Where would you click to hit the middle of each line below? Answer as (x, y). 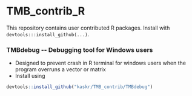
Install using (30, 76)
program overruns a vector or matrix (60, 69)
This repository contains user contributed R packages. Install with (88, 28)
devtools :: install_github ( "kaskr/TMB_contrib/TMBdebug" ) (80, 87)
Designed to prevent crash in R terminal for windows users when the (101, 63)
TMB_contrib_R (46, 11)
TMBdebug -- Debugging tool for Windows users (80, 50)
